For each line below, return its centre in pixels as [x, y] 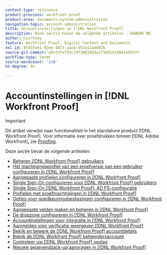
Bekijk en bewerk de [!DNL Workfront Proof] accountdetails [75, 231]
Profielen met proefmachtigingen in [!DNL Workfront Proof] [74, 194]
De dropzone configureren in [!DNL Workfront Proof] [68, 215]
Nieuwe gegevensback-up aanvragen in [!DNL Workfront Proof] [79, 247]
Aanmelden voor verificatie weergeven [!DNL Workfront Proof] [78, 226]
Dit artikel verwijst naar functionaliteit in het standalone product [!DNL [78, 131]
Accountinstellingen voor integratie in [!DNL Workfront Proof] [77, 221]
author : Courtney [24, 39]
